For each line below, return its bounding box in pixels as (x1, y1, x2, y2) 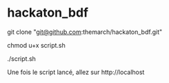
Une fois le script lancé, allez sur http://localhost (7, 68, 145, 76)
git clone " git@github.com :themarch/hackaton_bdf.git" (7, 28, 163, 36)
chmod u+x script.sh (7, 41, 66, 49)
